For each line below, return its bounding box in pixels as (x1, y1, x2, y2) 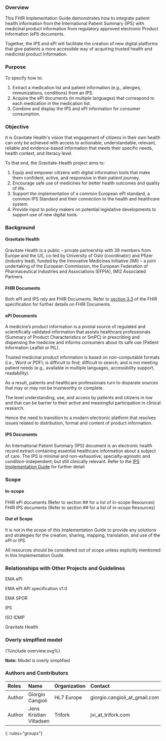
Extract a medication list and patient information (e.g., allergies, (12, 84, 142, 90)
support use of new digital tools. (12, 211, 78, 217)
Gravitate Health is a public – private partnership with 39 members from (5, 247, 151, 253)
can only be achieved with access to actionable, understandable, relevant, (5, 139, 157, 145)
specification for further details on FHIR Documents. (5, 302, 111, 308)
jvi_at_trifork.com (90, 711, 130, 718)
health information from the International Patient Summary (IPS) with (5, 20, 144, 26)
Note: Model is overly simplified (5, 657, 70, 663)
